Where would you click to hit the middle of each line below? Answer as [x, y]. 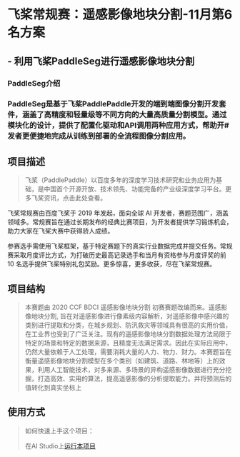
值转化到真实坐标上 [53, 388]
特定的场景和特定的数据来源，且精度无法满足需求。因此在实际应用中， [128, 343]
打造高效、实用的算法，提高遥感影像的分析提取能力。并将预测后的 [135, 378]
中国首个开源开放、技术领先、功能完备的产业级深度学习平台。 [135, 189]
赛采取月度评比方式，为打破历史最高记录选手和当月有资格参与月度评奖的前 [117, 255]
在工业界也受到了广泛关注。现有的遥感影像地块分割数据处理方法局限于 [128, 334]
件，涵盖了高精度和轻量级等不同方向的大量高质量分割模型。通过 [117, 115]
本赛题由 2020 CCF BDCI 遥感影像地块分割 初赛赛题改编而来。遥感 [123, 307]
